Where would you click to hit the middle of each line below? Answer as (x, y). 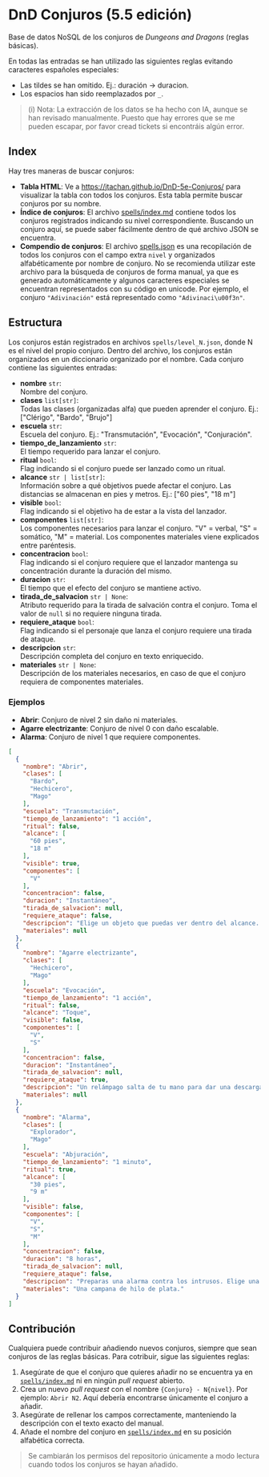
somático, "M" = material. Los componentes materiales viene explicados (139, 536)
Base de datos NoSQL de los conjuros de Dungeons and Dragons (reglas (129, 37)
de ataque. (38, 639)
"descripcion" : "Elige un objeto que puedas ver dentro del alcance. (141, 923)
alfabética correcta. (52, 1440)
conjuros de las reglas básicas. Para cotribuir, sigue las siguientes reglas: (129, 1357)
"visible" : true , (52, 863)
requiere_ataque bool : (57, 622)
